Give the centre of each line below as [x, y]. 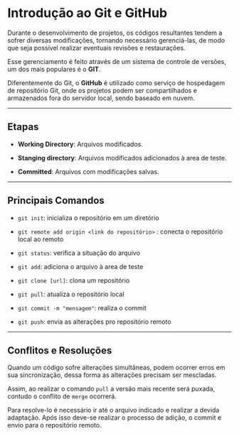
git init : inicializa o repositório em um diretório [88, 217]
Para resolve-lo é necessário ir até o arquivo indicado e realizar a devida [113, 410]
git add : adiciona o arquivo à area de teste [80, 266]
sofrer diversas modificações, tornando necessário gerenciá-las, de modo [116, 40]
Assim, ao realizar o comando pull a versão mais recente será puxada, [111, 389]
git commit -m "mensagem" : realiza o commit [82, 307]
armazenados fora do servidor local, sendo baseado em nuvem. [101, 98]
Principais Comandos [56, 201]
